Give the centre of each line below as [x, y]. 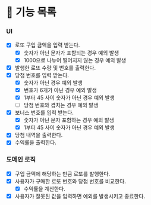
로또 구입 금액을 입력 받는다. [47, 45]
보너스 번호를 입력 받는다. [44, 113]
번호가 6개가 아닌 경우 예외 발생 [60, 90]
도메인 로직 [21, 160]
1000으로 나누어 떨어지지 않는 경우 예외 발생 [75, 60]
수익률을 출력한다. [35, 143]
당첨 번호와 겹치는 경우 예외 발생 [61, 105]
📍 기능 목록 [31, 12]
